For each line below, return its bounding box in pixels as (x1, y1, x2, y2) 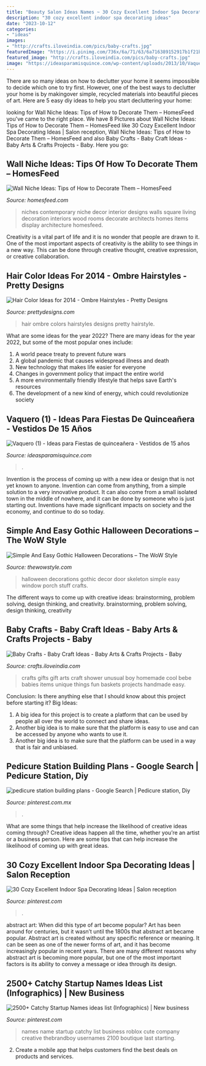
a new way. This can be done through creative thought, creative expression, (6, 246, 199, 254)
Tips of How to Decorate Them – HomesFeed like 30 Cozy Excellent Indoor (6, 121, 196, 129)
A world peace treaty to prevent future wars (15, 351, 126, 358)
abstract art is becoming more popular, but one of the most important (6, 954, 182, 961)
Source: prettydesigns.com (6, 308, 75, 316)
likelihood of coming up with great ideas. (6, 842, 109, 850)
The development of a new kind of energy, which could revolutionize (15, 390, 189, 397)
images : (6, 37, 26, 44)
